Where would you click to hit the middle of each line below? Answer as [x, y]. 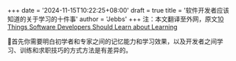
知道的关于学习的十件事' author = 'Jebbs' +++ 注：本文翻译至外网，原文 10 [116, 19]
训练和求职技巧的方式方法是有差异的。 [76, 50]
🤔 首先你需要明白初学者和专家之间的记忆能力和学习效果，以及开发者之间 [112, 41]
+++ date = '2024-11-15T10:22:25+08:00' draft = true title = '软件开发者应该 [118, 10]
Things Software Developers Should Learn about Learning [92, 27]
